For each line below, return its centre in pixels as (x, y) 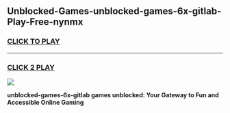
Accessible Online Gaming (46, 102)
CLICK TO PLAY (34, 42)
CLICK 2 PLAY (31, 67)
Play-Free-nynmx (45, 22)
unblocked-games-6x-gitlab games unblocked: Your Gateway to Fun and (113, 95)
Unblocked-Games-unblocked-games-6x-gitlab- (114, 11)
